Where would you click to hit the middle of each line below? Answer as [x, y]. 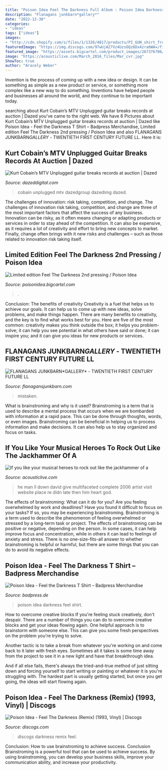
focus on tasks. [21, 432]
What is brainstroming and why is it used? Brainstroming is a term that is [79, 405]
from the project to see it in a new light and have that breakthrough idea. [79, 656]
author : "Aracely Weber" [31, 65]
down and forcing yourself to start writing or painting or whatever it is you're [84, 671]
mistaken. [27, 396]
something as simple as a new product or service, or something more [77, 85]
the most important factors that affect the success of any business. [74, 212]
